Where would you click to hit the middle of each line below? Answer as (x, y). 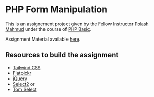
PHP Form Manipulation (57, 9)
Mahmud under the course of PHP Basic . (48, 29)
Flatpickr (22, 73)
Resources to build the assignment (62, 55)
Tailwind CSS (27, 67)
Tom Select (25, 89)
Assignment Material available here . (43, 39)
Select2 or (24, 84)
